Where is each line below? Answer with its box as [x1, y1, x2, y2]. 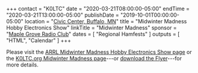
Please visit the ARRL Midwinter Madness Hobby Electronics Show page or [6, 48, 192, 56]
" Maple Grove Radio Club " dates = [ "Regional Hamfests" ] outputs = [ [6, 31, 180, 38]
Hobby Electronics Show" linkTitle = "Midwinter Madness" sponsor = [6, 24, 178, 31]
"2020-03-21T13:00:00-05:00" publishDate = [6, 11, 119, 19]
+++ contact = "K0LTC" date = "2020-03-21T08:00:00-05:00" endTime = [6, 5, 190, 12]
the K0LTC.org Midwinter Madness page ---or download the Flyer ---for [6, 55, 182, 62]
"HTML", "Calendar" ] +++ [6, 37, 72, 44]
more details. [6, 61, 39, 68]
